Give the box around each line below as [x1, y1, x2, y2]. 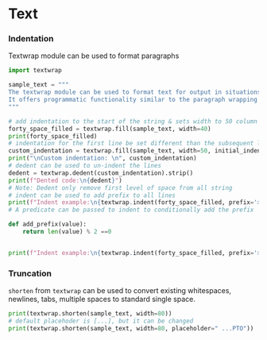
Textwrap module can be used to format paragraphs [8, 51, 180, 60]
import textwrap [8, 67, 62, 75]
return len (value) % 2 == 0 [22, 228, 112, 236]
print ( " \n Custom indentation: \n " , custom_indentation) [8, 154, 197, 163]
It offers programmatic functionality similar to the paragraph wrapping [8, 96, 258, 104]
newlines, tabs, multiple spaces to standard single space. [8, 295, 196, 304]
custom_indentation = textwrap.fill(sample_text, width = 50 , [8, 147, 212, 155]
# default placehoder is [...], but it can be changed [8, 317, 194, 326]
